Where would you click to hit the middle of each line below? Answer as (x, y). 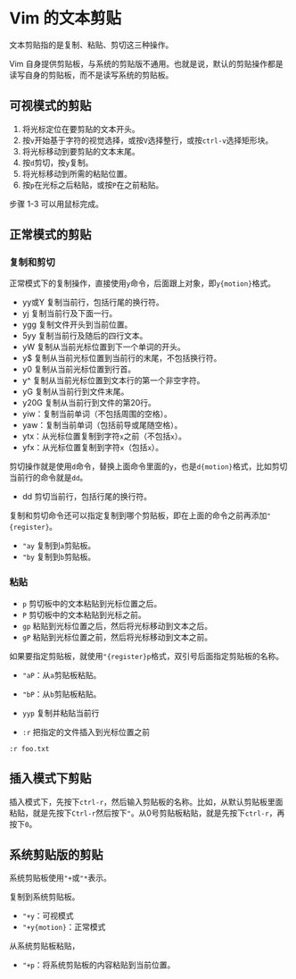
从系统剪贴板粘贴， (45, 946)
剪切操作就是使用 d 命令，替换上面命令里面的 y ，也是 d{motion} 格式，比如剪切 (148, 466)
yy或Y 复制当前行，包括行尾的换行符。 (93, 302)
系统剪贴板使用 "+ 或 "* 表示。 (60, 878)
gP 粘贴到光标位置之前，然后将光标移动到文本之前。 (117, 637)
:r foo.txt (29, 749)
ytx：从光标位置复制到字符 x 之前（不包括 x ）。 (104, 436)
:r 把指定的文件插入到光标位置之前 (86, 732)
